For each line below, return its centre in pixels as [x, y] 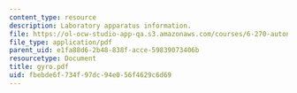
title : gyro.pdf [39, 67]
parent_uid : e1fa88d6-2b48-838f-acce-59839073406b [104, 50]
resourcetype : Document [53, 58]
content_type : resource [53, 17]
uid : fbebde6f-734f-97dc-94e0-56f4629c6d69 [91, 75]
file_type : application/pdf [61, 42]
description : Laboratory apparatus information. [100, 26]
